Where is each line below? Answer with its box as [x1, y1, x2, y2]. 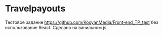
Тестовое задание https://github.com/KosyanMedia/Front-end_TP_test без [5, 19, 159, 25]
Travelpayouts [5, 3, 66, 14]
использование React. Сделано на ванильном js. [5, 24, 108, 30]
